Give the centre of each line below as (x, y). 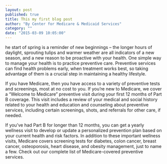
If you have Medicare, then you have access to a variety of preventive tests (82, 83)
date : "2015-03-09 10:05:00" (35, 33)
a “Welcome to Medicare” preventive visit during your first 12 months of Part (83, 94)
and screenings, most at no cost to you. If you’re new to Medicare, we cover (83, 89)
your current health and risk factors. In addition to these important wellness (83, 136)
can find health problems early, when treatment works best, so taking (77, 68)
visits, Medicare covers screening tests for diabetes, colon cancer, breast (81, 141)
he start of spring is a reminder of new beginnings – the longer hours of (79, 47)
